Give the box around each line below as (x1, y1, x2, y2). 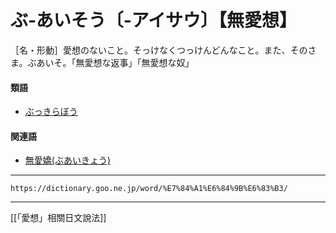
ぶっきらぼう (24, 106, 78, 118)
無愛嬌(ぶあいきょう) (24, 154, 112, 166)
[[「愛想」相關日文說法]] (10, 212, 107, 224)
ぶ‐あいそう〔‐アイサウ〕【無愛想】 (10, 9, 298, 32)
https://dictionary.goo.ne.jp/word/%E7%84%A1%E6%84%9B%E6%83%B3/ (10, 184, 288, 194)
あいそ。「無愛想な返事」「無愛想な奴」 (36, 56, 195, 68)
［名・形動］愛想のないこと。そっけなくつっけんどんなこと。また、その (10, 44, 308, 56)
